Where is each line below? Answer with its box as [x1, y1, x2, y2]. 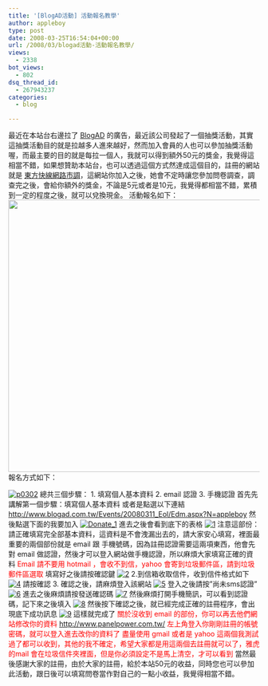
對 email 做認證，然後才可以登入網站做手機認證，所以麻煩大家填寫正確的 [8, 550, 246, 559]
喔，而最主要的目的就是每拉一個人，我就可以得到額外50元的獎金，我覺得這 [8, 151, 255, 160]
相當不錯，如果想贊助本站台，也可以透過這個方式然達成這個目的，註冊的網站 [8, 160, 260, 170]
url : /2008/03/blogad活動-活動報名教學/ [8, 41, 135, 49]
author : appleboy [8, 19, 66, 27]
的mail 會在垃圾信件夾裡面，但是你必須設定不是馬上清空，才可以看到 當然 [8, 649, 250, 659]
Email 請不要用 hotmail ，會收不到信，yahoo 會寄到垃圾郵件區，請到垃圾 [17, 559, 255, 569]
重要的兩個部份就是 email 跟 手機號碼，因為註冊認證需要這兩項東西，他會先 [8, 539, 255, 549]
